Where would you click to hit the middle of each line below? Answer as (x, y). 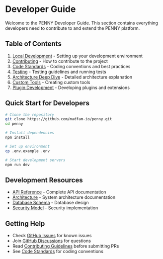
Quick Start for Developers (47, 103)
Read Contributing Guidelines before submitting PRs (66, 246)
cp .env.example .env (28, 151)
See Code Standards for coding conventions (58, 252)
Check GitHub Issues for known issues (52, 236)
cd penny (14, 124)
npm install (17, 138)
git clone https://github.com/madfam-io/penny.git (59, 119)
